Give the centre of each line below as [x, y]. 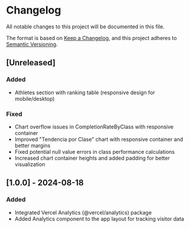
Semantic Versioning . [32, 44]
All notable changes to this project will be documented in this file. [86, 27]
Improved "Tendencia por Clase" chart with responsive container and [99, 139]
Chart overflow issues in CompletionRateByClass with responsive [94, 127]
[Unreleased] [31, 63]
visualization [30, 164]
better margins [32, 146]
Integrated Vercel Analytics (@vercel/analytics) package [83, 212]
